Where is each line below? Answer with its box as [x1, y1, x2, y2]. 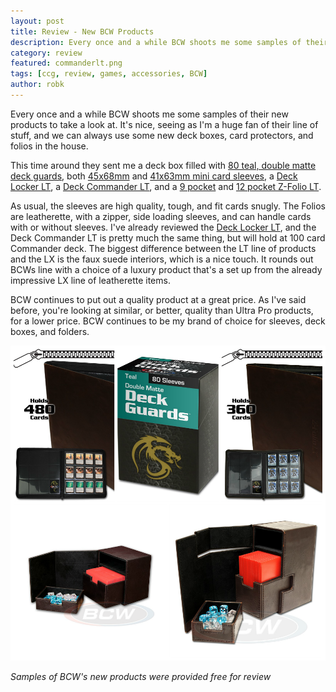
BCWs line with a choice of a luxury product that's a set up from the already [10, 263, 323, 275]
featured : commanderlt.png [10, 58, 123, 69]
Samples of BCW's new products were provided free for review [10, 670, 272, 682]
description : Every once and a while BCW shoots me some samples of [10, 37, 302, 47]
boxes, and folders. [10, 325, 90, 337]
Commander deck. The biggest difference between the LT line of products [10, 242, 317, 254]
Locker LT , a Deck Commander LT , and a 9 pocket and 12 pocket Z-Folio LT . [10, 180, 322, 192]
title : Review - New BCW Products [10, 26, 155, 37]
